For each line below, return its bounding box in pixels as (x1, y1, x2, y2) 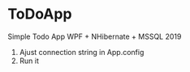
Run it (19, 56, 40, 66)
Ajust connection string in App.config (19, 47, 145, 57)
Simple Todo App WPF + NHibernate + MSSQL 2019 (7, 32, 182, 41)
